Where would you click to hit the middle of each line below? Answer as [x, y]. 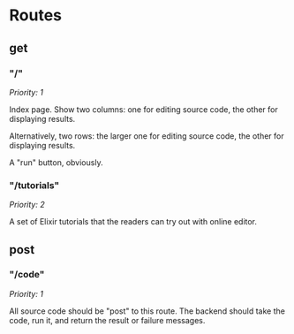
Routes [35, 15]
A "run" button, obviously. [56, 162]
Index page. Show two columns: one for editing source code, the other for [143, 109]
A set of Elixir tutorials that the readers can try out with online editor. [133, 222]
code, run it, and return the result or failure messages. [107, 320]
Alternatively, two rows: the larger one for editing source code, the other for [147, 136]
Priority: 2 [27, 205]
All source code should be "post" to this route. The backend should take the [147, 311]
